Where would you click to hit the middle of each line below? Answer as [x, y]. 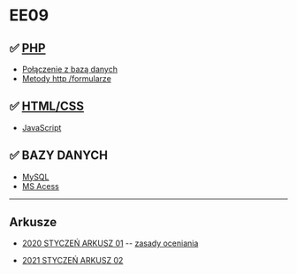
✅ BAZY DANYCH [59, 156]
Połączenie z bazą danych [69, 69]
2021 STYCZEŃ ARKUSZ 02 [72, 261]
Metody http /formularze [67, 79]
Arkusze [33, 222]
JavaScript [42, 127]
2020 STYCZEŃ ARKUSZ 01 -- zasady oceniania [110, 243]
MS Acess [40, 186]
